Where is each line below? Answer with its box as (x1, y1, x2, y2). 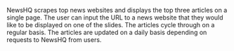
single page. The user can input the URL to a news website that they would (6, 13, 223, 22)
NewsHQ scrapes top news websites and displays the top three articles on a (6, 6, 228, 14)
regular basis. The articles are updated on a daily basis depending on (6, 28, 207, 36)
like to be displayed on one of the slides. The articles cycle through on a (6, 21, 215, 29)
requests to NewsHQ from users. (6, 36, 102, 44)
